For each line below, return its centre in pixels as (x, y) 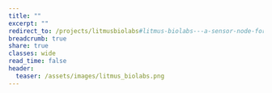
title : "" (25, 16)
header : (21, 69)
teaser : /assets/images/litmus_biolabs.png (90, 76)
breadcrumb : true (38, 38)
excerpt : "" (28, 23)
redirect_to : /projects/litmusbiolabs (74, 31)
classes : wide (32, 53)
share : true (28, 46)
